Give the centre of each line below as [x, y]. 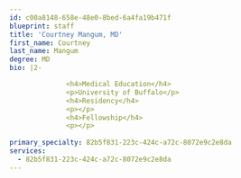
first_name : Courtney [50, 43]
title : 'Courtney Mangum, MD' [66, 34]
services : [28, 151]
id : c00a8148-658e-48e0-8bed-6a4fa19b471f [90, 18]
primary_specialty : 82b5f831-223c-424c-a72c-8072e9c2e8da [120, 143]
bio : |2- [26, 68]
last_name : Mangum [44, 51]
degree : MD [30, 59]
